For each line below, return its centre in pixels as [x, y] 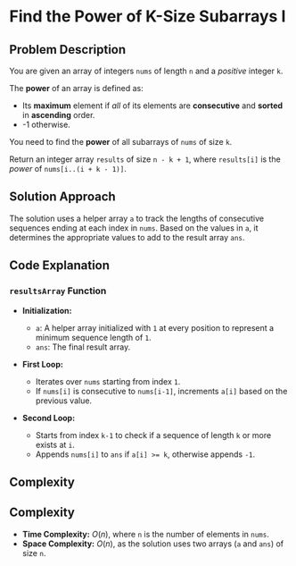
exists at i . [55, 444]
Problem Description [68, 50]
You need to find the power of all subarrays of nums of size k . [121, 142]
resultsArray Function [58, 291]
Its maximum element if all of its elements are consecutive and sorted [152, 106]
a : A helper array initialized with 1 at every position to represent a [155, 327]
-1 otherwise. [46, 124]
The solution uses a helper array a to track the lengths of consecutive [137, 218]
